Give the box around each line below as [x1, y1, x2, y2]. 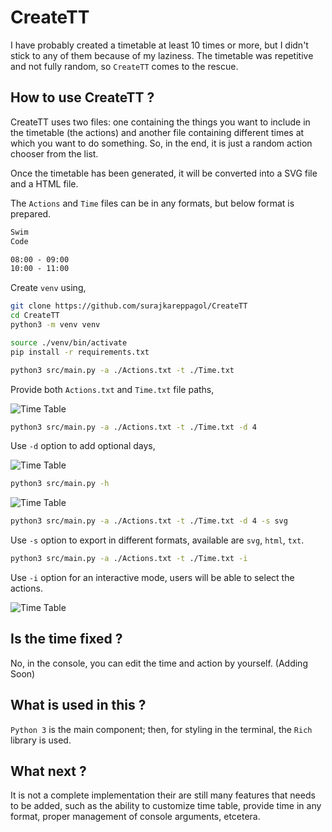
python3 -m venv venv [10, 320, 101, 330]
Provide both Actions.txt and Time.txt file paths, [10, 383, 215, 395]
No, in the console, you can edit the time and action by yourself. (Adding [10, 657, 308, 669]
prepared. [10, 207, 52, 220]
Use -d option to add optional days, [10, 440, 156, 452]
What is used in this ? [10, 697, 147, 714]
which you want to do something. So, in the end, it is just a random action [10, 137, 313, 149]
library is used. [10, 734, 72, 746]
